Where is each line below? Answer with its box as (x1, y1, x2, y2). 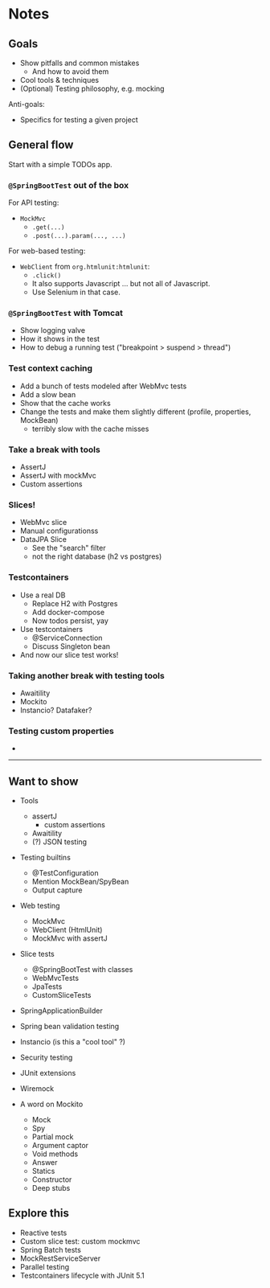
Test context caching (8, 363, 93, 374)
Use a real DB (19, 590, 66, 600)
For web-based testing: (8, 246, 86, 256)
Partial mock (31, 1132, 74, 1142)
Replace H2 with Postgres (31, 598, 118, 608)
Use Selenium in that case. (31, 287, 121, 297)
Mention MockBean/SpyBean (31, 877, 129, 886)
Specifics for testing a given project (19, 115, 138, 125)
